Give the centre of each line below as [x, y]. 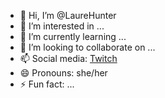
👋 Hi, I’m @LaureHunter [68, 15]
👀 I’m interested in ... [62, 26]
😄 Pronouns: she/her [63, 73]
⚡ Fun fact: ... [47, 84]
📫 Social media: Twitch [68, 58]
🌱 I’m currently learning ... [73, 36]
